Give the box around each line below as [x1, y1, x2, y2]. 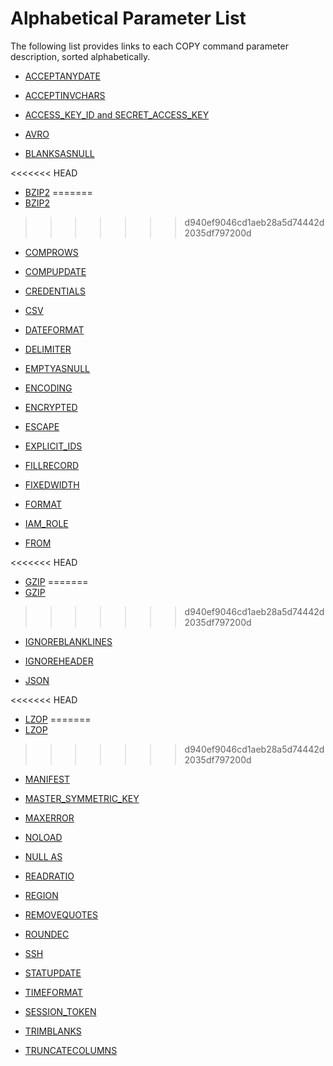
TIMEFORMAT [24, 986, 83, 998]
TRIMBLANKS [24, 1025, 82, 1037]
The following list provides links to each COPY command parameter [10, 40, 289, 52]
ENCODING [24, 382, 73, 394]
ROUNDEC [24, 928, 70, 940]
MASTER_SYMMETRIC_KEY [24, 792, 140, 804]
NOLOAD [24, 831, 63, 843]
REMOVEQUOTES [24, 908, 99, 921]
